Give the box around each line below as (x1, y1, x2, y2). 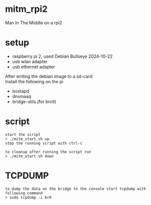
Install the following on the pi (5, 78, 63, 84)
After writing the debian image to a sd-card (5, 73, 92, 79)
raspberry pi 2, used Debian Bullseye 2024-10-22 (12, 53, 113, 59)
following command (5, 191, 43, 196)
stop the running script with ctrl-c (5, 140, 83, 146)
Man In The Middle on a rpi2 (5, 20, 62, 26)
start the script (5, 132, 41, 137)
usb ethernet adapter (12, 64, 56, 69)
